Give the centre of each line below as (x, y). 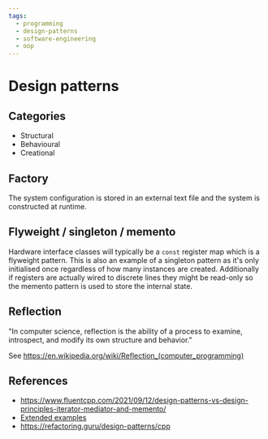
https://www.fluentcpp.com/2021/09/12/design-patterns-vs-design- (134, 400)
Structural (37, 136)
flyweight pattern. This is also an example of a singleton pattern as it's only (134, 260)
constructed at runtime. (48, 206)
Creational (37, 153)
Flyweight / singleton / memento (92, 232)
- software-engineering (56, 39)
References (38, 381)
